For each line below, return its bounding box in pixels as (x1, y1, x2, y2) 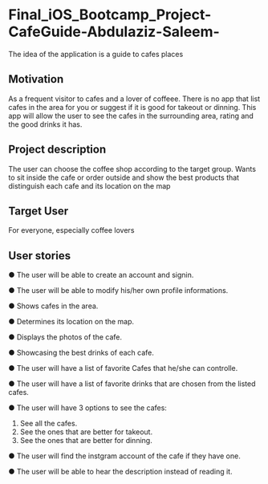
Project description (8, 143, 107, 157)
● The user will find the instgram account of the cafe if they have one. (8, 451, 241, 461)
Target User (8, 204, 69, 218)
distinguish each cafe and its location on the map (8, 181, 171, 190)
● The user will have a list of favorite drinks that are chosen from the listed (8, 379, 256, 388)
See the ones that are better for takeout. (19, 427, 153, 437)
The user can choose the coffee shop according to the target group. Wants (8, 164, 257, 173)
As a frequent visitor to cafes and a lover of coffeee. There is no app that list (8, 94, 261, 104)
